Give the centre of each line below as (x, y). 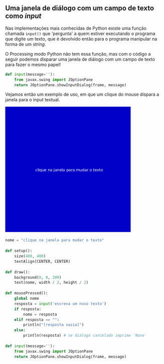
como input (23, 16)
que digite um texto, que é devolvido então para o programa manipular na (81, 39)
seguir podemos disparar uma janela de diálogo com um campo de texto (80, 59)
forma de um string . (26, 44)
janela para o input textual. (33, 100)
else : (20, 330)
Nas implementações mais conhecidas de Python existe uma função (76, 28)
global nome (27, 299)
